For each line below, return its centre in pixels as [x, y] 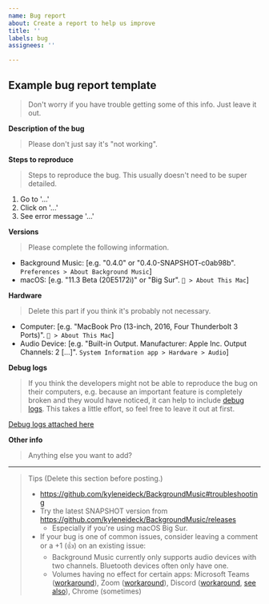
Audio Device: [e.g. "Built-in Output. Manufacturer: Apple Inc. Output [133, 343]
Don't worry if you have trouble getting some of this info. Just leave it [142, 104]
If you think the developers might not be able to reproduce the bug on [143, 383]
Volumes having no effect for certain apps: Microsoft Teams [151, 574]
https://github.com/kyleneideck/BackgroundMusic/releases [138, 519]
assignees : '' [32, 46]
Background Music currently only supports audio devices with [154, 557]
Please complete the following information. [98, 247]
